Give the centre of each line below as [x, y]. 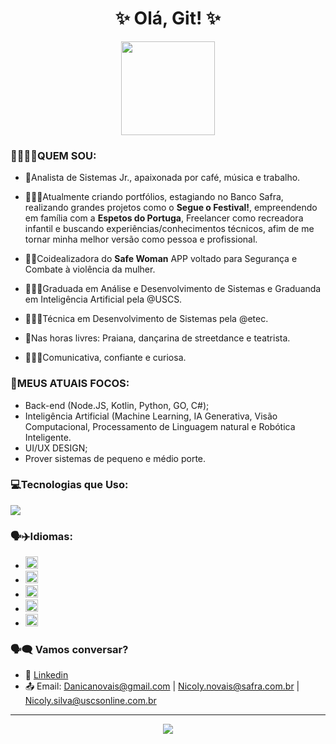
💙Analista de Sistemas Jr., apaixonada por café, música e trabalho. [162, 178]
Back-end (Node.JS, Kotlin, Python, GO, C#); [117, 405]
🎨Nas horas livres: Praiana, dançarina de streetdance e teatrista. [157, 338]
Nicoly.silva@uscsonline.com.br [90, 701]
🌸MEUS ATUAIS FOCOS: [70, 384]
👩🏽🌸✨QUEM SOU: [53, 155]
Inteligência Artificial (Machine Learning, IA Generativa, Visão [151, 416]
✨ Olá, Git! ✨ [168, 18]
